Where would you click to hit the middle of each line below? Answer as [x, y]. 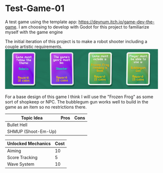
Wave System [21, 164]
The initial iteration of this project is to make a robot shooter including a [76, 41]
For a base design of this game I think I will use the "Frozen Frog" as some [79, 97]
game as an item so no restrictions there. [46, 107]
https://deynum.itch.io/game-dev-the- [116, 22]
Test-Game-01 [35, 8]
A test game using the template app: [41, 22]
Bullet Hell [17, 125]
